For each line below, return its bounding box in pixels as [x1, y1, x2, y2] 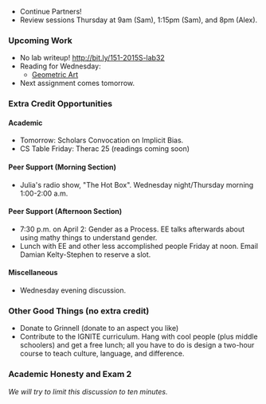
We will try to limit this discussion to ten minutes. [8, 387, 169, 396]
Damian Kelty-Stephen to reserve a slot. [19, 250, 151, 259]
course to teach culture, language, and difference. [19, 349, 185, 359]
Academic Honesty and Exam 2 [8, 369, 132, 380]
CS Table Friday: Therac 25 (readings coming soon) [19, 144, 190, 153]
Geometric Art [31, 70, 79, 80]
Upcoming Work [8, 35, 73, 46]
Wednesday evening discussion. [19, 286, 127, 295]
